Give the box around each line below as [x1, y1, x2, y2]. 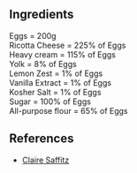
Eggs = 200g [9, 30, 57, 41]
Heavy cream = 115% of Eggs [9, 49, 117, 60]
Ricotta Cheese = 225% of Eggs [9, 40, 126, 50]
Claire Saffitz [21, 154, 70, 165]
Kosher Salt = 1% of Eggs [9, 86, 102, 97]
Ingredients [9, 7, 74, 22]
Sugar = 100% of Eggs [9, 96, 91, 107]
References [9, 132, 74, 147]
